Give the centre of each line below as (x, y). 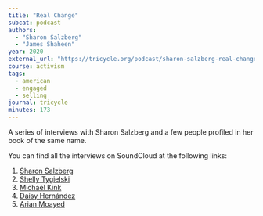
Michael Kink (40, 187)
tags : (17, 74)
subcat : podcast (34, 23)
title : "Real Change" (43, 15)
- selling (31, 95)
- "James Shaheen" (45, 45)
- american (33, 81)
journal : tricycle (38, 103)
